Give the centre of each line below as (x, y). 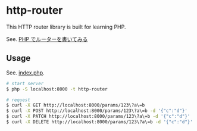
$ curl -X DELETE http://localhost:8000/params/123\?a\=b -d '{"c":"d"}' (100, 122)
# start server (25, 83)
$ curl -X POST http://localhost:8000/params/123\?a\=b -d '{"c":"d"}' (97, 111)
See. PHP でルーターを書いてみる (47, 39)
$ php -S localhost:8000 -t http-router (57, 89)
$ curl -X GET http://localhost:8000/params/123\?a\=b (76, 105)
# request (18, 100)
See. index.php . (25, 73)
